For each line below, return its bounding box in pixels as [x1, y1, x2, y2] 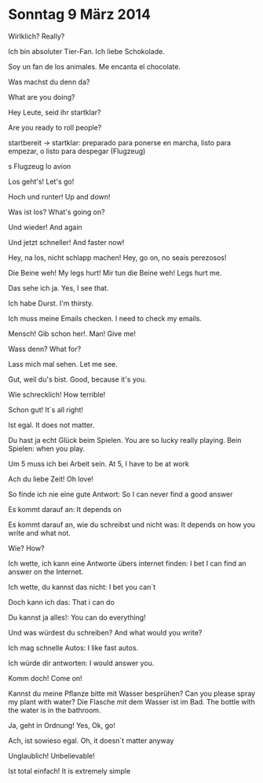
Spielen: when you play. [8, 444, 86, 453]
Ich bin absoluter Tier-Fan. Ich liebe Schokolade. [8, 46, 165, 56]
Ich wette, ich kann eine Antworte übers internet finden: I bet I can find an [8, 558, 247, 568]
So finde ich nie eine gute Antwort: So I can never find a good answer [8, 489, 233, 499]
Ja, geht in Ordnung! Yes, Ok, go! [8, 720, 115, 730]
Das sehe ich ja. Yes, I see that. [8, 283, 109, 292]
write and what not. [8, 528, 71, 537]
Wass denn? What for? [8, 344, 82, 353]
